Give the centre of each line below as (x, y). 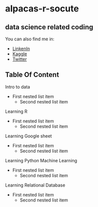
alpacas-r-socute (42, 9)
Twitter (20, 59)
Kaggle (20, 54)
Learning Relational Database (35, 185)
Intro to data (18, 87)
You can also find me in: (30, 39)
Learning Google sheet (29, 136)
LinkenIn (21, 49)
